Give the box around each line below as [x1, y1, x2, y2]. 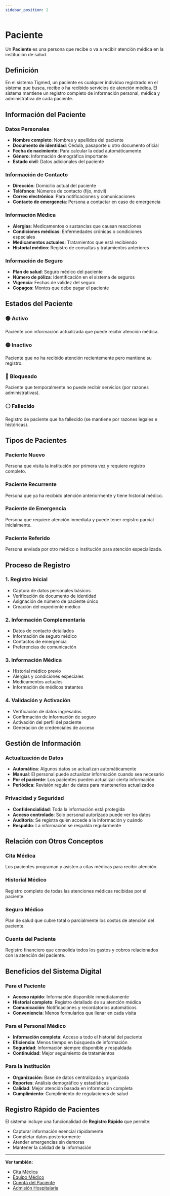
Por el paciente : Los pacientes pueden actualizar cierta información [12, 777, 155, 783]
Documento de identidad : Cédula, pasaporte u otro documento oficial [12, 142, 159, 148]
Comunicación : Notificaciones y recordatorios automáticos [12, 1004, 137, 1011]
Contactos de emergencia [12, 639, 67, 645]
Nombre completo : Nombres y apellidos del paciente [12, 137, 124, 143]
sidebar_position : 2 [5, 7, 49, 13]
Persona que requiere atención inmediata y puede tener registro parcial [5, 516, 154, 522]
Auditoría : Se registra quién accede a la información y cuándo [12, 817, 143, 823]
